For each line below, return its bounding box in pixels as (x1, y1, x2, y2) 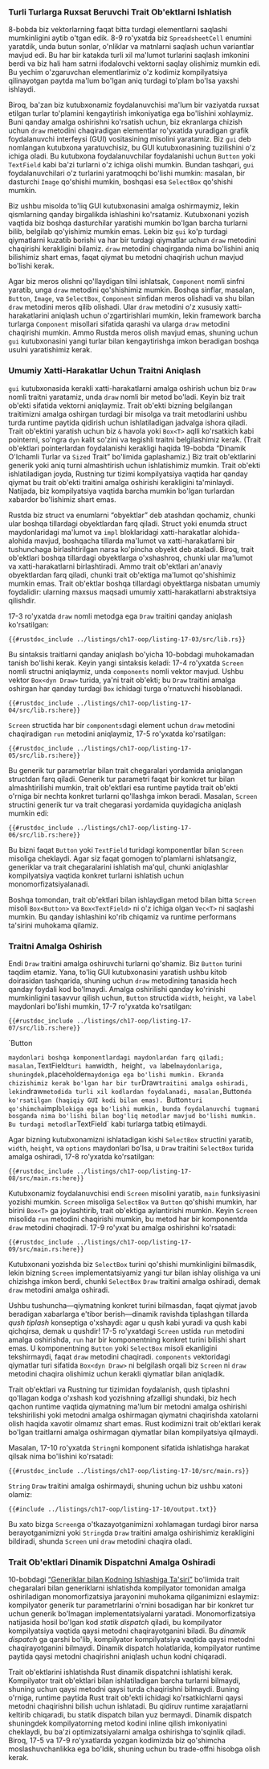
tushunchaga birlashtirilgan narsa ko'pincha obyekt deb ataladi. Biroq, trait (8, 544, 255, 553)
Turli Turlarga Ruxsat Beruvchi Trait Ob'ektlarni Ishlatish (8, 6, 232, 18)
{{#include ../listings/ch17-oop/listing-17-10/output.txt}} (8, 1505, 218, 1513)
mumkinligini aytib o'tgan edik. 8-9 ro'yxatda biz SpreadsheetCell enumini (8, 33, 252, 43)
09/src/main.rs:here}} (8, 1245, 84, 1253)
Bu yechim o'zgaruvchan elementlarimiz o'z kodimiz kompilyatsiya (8, 68, 228, 77)
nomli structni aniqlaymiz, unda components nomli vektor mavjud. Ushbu (8, 666, 244, 676)
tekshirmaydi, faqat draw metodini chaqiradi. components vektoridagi (8, 1351, 230, 1361)
